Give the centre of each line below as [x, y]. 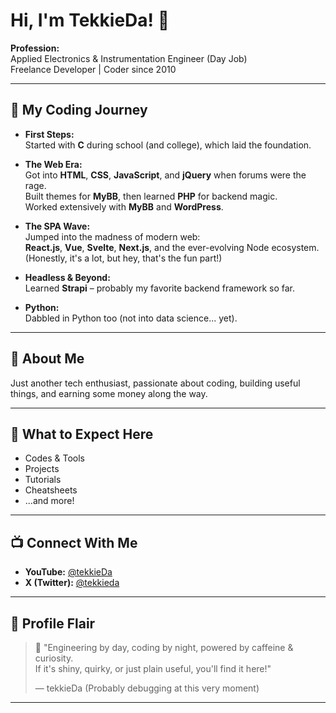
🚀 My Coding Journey [79, 110]
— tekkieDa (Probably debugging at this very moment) [147, 688]
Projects [42, 469]
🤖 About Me [47, 359]
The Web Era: [53, 164]
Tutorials [43, 480]
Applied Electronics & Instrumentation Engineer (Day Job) [129, 58]
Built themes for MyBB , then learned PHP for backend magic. [151, 196]
